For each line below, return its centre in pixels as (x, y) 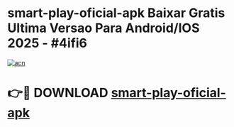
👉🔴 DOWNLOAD (58, 93)
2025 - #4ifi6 (47, 43)
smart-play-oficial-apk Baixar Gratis (116, 13)
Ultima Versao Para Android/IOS (104, 28)
